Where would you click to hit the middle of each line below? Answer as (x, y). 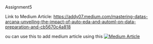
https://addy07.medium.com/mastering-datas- (101, 16)
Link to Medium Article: (29, 16)
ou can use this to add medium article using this (54, 36)
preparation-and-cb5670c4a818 (38, 27)
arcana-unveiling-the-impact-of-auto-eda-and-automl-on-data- (71, 22)
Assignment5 (19, 7)
